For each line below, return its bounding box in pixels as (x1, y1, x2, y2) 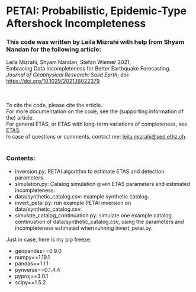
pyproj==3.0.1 (14, 272, 49, 280)
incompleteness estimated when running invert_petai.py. (14, 224, 153, 232)
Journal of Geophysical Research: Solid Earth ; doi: (6, 71, 130, 78)
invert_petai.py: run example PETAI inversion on (14, 199, 131, 206)
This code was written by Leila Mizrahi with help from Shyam (6, 38, 185, 46)
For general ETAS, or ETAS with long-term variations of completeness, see (6, 120, 188, 128)
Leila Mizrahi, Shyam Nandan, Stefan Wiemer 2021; (6, 59, 131, 66)
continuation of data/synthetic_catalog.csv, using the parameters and (14, 218, 185, 225)
